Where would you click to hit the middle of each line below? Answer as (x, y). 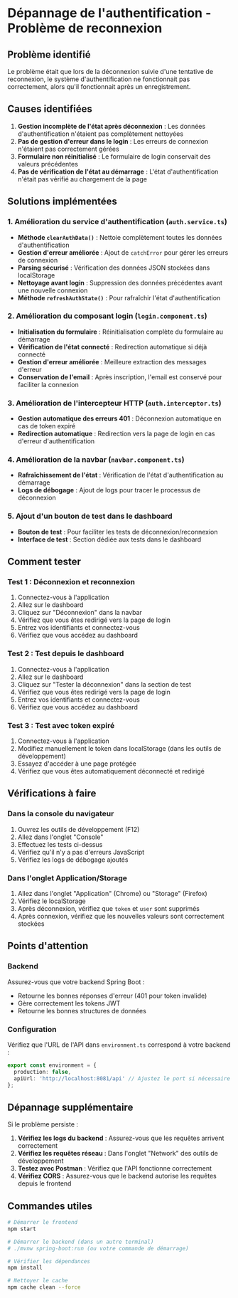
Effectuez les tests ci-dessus (60, 844)
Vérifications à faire (52, 794)
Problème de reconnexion (85, 28)
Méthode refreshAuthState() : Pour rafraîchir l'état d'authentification (119, 297)
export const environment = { (52, 1065)
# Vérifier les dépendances (49, 1261)
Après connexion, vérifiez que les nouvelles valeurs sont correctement (121, 916)
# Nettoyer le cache (38, 1281)
